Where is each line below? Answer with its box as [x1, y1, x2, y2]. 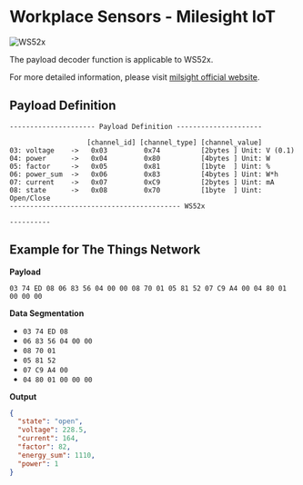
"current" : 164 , [17, 434, 79, 443]
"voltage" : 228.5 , [17, 425, 88, 435]
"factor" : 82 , [17, 442, 71, 451]
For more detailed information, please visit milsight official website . [9, 71, 260, 83]
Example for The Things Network [9, 242, 201, 258]
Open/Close [9, 193, 51, 203]
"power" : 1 [17, 459, 59, 469]
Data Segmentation [9, 307, 85, 319]
